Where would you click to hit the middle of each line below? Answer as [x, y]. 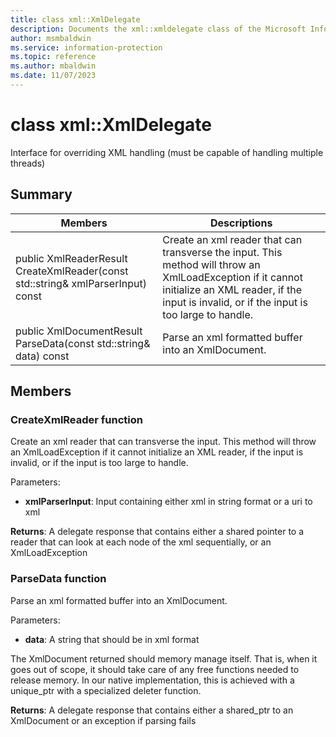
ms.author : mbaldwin [53, 66]
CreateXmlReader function [77, 419]
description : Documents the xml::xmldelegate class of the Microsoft [158, 29]
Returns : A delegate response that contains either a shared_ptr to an [152, 710]
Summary [41, 194]
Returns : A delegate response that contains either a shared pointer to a [157, 532]
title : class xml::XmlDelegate [75, 19]
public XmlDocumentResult [79, 331]
